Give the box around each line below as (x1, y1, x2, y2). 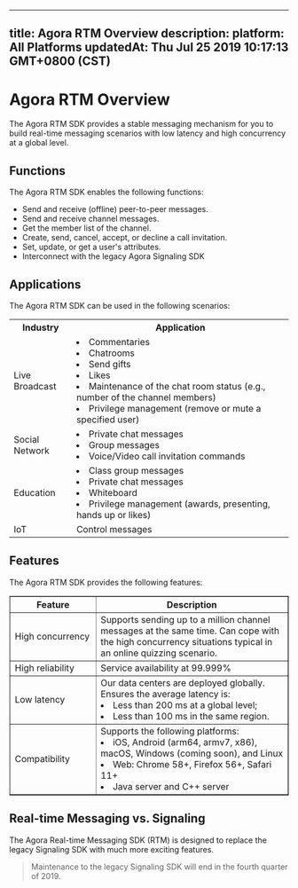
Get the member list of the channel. (21, 223, 152, 233)
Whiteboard (88, 486, 137, 499)
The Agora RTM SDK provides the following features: (9, 577, 203, 587)
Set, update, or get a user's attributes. (21, 241, 161, 253)
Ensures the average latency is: (100, 688, 231, 700)
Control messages (76, 523, 153, 535)
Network (13, 444, 51, 457)
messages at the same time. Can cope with (100, 625, 279, 637)
